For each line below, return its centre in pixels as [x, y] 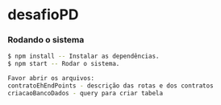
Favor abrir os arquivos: [51, 79]
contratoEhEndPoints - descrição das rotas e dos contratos [111, 86]
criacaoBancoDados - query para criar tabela [85, 93]
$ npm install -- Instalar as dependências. [83, 57]
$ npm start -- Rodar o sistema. [64, 64]
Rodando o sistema [46, 40]
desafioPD [43, 15]
